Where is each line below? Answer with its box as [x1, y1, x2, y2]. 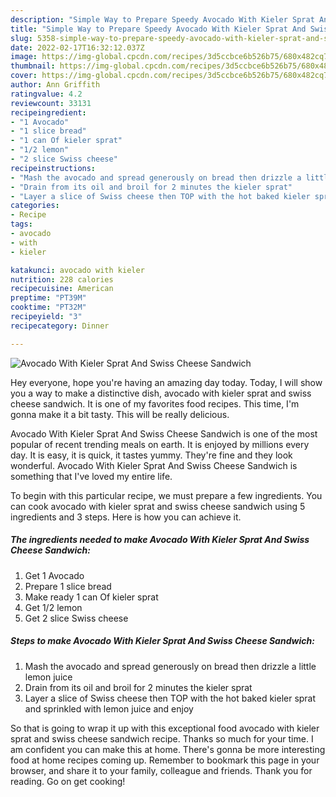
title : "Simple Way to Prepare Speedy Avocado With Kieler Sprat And [10, 24, 307, 34]
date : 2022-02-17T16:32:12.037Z [10, 42, 145, 53]
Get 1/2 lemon [24, 601, 83, 613]
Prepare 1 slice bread [24, 580, 112, 592]
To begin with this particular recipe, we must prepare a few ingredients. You [10, 489, 323, 501]
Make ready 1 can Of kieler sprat [24, 591, 159, 603]
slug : [10, 33, 33, 43]
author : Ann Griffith [10, 80, 101, 90]
